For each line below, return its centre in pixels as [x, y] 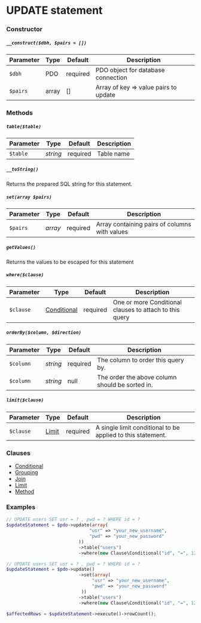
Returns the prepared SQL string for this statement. [69, 184]
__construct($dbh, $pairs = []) [46, 43]
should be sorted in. [125, 385]
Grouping [26, 472]
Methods [19, 113]
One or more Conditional [147, 302]
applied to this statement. [131, 435]
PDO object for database [130, 70]
